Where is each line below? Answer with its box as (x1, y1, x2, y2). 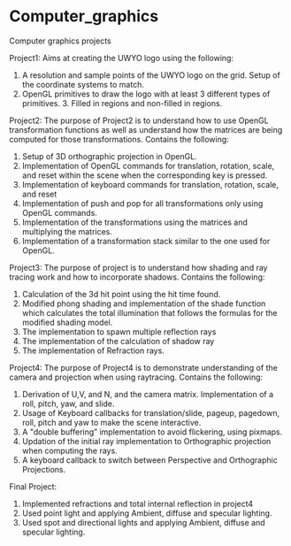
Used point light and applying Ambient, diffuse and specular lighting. (21, 507, 272, 519)
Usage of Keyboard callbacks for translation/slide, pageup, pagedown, (21, 407, 280, 418)
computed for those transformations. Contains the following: (9, 134, 230, 144)
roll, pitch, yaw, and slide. (21, 398, 115, 409)
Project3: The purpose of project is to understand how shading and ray (9, 262, 268, 273)
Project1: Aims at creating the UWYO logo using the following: (9, 52, 234, 63)
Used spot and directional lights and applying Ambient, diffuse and (21, 517, 265, 527)
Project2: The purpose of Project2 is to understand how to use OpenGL (9, 115, 269, 126)
